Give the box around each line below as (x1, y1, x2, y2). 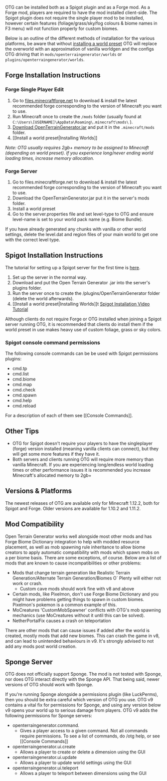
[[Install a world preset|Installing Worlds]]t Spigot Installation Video (12, 301, 150, 307)
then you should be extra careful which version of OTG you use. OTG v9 (5, 697, 154, 703)
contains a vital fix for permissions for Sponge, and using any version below (5, 702, 161, 708)
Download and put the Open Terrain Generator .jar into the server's (12, 279, 151, 285)
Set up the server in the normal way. (12, 274, 87, 280)
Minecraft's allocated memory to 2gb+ (12, 472, 92, 478)
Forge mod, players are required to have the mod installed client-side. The (5, 10, 158, 16)
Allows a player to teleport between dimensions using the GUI (19, 770, 147, 776)
